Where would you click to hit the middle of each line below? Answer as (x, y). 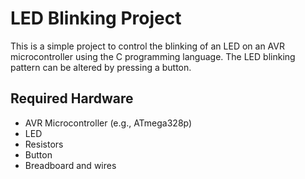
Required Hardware (72, 98)
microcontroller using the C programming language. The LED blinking (153, 56)
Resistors (44, 144)
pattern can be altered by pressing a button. (101, 67)
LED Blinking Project (96, 18)
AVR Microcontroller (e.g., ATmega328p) (108, 123)
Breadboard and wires (70, 165)
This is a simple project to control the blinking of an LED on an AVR (147, 46)
